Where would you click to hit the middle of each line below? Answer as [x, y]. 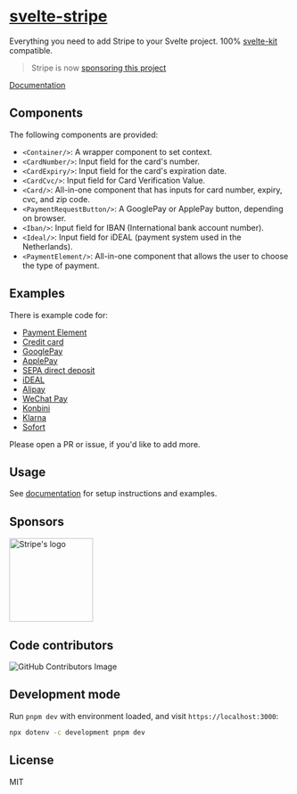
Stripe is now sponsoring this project [99, 68]
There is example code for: [59, 315]
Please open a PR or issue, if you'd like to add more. [105, 444]
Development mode [65, 695]
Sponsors [37, 522]
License [32, 761]
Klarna [34, 417]
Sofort [34, 427]
